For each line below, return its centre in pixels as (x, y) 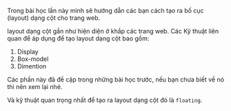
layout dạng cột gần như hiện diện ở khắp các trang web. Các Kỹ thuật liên (113, 31)
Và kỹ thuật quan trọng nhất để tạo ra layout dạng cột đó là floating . (105, 100)
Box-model (33, 59)
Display (28, 52)
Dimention (32, 66)
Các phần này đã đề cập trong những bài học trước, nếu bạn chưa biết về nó (116, 79)
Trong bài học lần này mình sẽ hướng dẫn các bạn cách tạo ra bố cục (106, 11)
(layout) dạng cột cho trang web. (54, 18)
